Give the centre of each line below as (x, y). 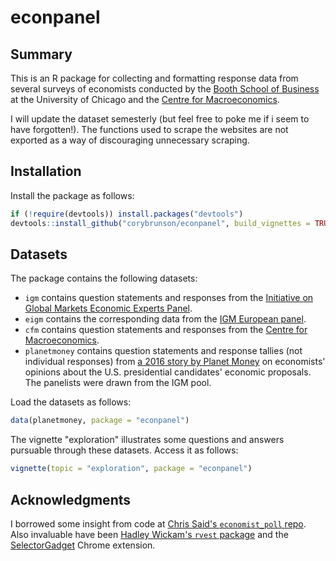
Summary (41, 54)
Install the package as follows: (72, 195)
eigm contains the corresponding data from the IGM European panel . (165, 319)
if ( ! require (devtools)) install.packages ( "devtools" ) (127, 214)
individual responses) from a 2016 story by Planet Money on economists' (175, 362)
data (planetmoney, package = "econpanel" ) (100, 421)
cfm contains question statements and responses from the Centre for (166, 330)
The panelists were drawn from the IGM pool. (118, 383)
